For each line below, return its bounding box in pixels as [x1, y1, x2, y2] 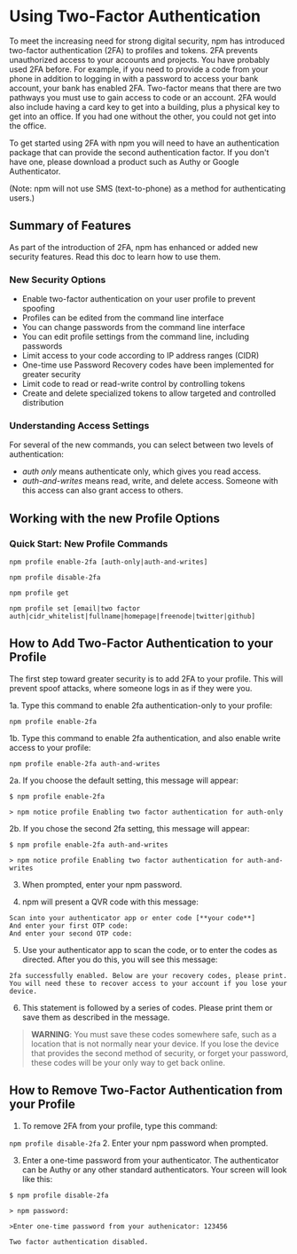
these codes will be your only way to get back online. [30, 1057, 226, 1068]
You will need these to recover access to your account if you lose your [9, 979, 288, 988]
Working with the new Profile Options [9, 510, 220, 525]
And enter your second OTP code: [9, 929, 133, 938]
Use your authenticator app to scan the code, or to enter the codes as [21, 944, 277, 955]
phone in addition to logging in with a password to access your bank [9, 73, 259, 83]
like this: [21, 1173, 53, 1184]
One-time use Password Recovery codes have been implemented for [21, 359, 275, 370]
